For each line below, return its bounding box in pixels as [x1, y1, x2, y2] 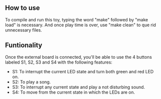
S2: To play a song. [12, 79, 51, 84]
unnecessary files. [5, 27, 42, 33]
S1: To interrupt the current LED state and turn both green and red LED [12, 68, 154, 74]
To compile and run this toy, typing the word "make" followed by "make [5, 16, 148, 22]
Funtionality [5, 41, 42, 49]
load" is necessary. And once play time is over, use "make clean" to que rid [5, 22, 156, 28]
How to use [5, 4, 40, 12]
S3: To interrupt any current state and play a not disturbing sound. [12, 84, 145, 90]
